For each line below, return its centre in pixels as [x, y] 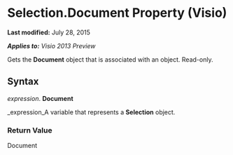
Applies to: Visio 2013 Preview [51, 46]
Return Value [30, 130]
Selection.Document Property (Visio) [117, 13]
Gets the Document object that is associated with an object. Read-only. [110, 59]
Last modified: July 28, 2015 [49, 32]
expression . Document [40, 98]
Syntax [23, 82]
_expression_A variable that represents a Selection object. [91, 112]
